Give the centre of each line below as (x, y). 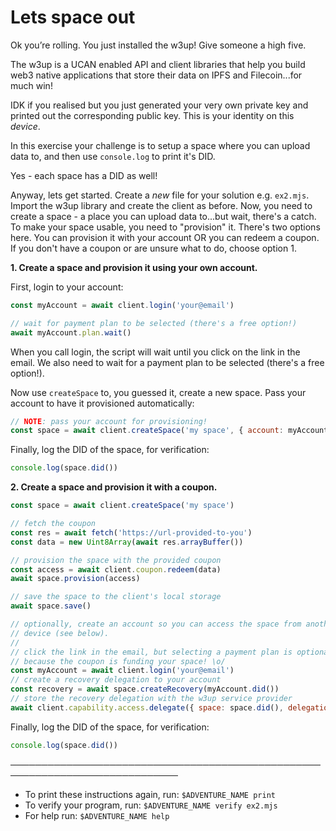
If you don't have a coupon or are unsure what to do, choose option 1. (153, 248)
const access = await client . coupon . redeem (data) (116, 569)
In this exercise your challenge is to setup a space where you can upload (160, 145)
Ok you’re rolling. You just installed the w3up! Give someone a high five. (158, 45)
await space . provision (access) (75, 579)
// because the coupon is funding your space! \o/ (118, 661)
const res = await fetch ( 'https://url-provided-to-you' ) (131, 532)
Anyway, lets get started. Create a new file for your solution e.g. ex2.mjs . (160, 195)
